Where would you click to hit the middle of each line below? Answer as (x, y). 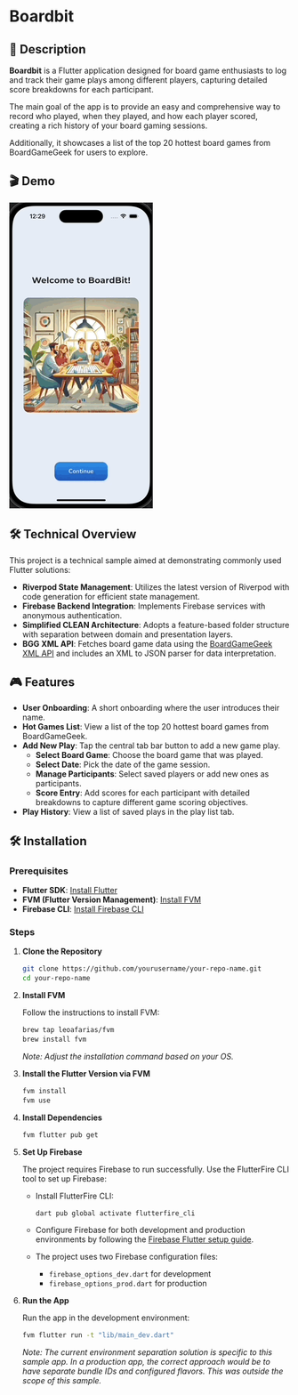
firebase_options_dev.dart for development (130, 1274)
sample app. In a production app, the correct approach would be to (146, 1362)
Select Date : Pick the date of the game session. (123, 765)
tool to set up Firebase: (64, 1178)
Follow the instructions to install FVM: (91, 1012)
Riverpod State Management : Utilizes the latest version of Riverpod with (156, 587)
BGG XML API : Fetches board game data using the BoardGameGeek (147, 643)
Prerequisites (39, 871)
